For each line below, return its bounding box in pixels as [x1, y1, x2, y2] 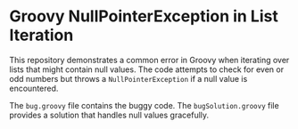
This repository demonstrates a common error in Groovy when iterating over [9, 54, 290, 65]
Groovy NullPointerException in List [9, 6, 278, 27]
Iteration [9, 25, 74, 45]
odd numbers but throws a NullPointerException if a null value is [9, 73, 248, 84]
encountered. [9, 83, 59, 93]
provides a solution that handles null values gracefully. [9, 109, 210, 120]
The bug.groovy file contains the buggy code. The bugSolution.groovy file [9, 100, 279, 110]
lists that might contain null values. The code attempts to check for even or [9, 64, 284, 75]
